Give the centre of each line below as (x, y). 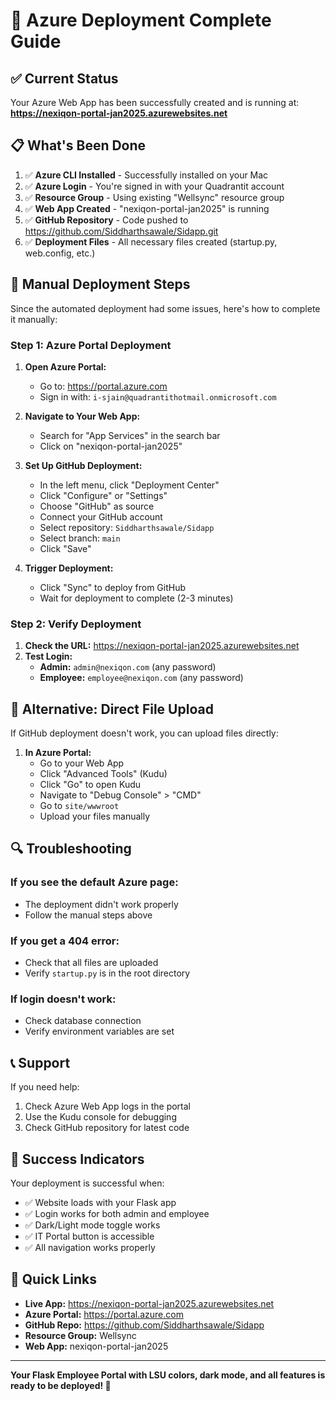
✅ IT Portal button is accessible (89, 1236)
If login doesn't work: (63, 999)
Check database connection (83, 1021)
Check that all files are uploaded (91, 963)
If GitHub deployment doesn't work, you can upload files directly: (144, 733)
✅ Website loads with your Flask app (100, 1202)
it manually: (34, 319)
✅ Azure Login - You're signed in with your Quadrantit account (154, 186)
